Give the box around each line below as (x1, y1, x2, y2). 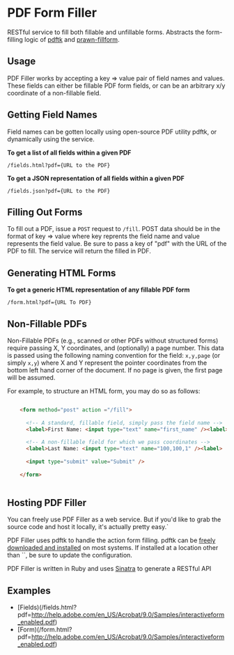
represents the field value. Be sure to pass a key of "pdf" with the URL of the (7, 239, 227, 248)
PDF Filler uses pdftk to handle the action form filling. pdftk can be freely (7, 536, 216, 544)
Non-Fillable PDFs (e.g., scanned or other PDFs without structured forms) (7, 336, 219, 345)
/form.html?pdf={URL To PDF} (7, 299, 92, 306)
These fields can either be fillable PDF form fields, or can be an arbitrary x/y (7, 81, 226, 90)
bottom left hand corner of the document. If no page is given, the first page (7, 366, 223, 374)
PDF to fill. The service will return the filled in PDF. (7, 247, 151, 255)
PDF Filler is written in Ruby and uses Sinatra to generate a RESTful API (7, 565, 212, 573)
